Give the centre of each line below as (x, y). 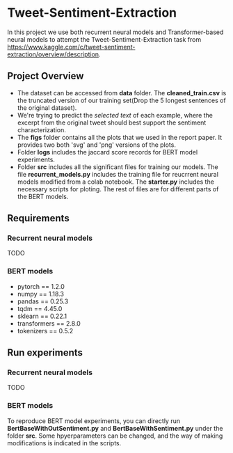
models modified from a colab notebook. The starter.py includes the (115, 182)
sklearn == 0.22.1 (42, 316)
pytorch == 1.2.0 (41, 286)
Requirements (38, 218)
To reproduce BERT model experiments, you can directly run (94, 421)
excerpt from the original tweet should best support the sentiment (112, 122)
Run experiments (45, 353)
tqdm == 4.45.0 (40, 308)
